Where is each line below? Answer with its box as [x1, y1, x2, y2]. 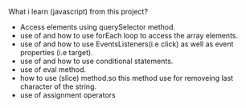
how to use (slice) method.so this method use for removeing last [19, 74, 234, 82]
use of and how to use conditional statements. [19, 56, 174, 66]
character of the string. [19, 82, 97, 91]
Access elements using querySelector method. [19, 22, 175, 31]
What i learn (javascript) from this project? [8, 7, 149, 16]
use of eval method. [19, 65, 87, 74]
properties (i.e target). [19, 48, 94, 57]
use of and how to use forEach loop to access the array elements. [19, 31, 239, 40]
